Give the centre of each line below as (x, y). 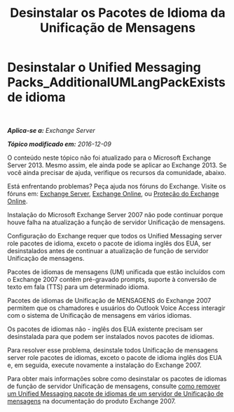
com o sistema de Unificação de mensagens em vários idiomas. (99, 315)
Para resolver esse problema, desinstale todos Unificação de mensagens (113, 350)
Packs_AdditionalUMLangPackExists (117, 83)
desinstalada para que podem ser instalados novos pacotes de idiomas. (111, 336)
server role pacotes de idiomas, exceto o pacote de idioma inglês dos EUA (115, 357)
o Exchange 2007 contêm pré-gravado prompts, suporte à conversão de (112, 279)
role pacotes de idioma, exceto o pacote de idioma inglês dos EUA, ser (109, 243)
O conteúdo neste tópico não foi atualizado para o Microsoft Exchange (109, 157)
